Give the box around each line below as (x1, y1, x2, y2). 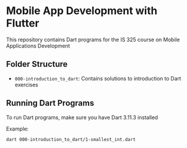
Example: (6, 125, 29, 132)
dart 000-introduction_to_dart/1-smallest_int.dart (6, 136, 136, 142)
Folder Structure (6, 59, 68, 69)
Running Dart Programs (6, 98, 94, 108)
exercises (14, 81, 38, 88)
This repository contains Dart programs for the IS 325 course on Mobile (6, 36, 180, 43)
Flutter (6, 16, 40, 30)
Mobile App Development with (6, 4, 158, 18)
